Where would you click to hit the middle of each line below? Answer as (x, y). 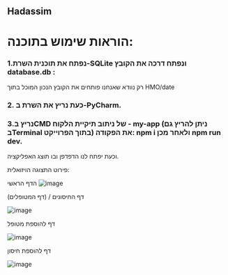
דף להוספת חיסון (29, 251)
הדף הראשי (22, 183)
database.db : (31, 72)
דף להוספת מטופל (31, 224)
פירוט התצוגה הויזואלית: (38, 170)
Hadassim (30, 11)
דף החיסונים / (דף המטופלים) (46, 197)
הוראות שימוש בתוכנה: (70, 41)
